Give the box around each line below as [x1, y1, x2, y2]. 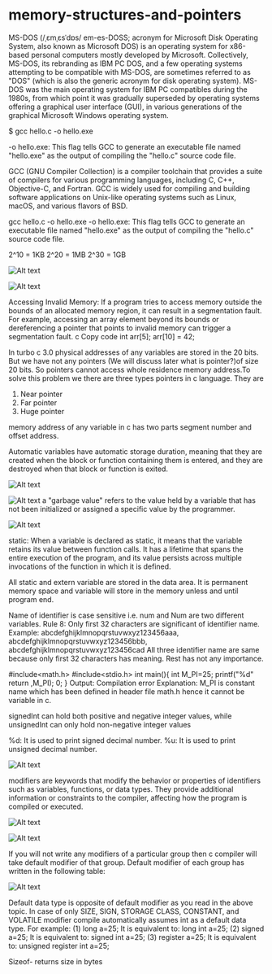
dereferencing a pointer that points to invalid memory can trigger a [8, 323, 231, 333]
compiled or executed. [8, 801, 84, 811]
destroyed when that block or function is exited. [8, 464, 169, 474]
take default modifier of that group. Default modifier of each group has [8, 857, 245, 867]
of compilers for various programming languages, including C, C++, [8, 175, 235, 185]
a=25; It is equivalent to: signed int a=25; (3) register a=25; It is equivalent [8, 932, 257, 941]
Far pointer [19, 397, 58, 408]
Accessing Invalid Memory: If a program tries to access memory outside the [8, 297, 262, 307]
